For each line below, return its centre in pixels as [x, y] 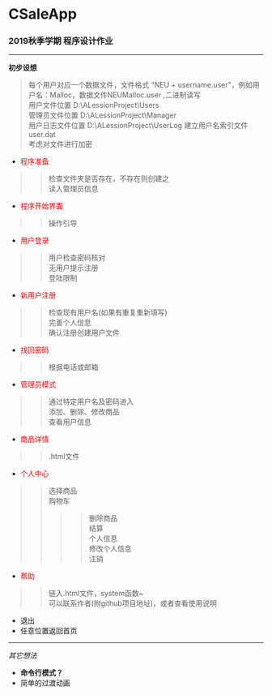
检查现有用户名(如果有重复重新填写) [108, 312]
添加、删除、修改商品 [84, 412]
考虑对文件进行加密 [60, 144]
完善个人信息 [70, 323]
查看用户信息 [70, 422]
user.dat [42, 135]
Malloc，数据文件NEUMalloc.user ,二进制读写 [125, 95]
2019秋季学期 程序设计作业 [61, 41]
